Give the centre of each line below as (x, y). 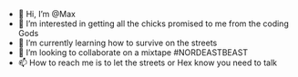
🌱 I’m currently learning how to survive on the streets (118, 43)
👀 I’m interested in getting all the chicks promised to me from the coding (153, 24)
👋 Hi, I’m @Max (46, 14)
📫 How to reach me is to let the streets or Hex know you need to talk (148, 63)
